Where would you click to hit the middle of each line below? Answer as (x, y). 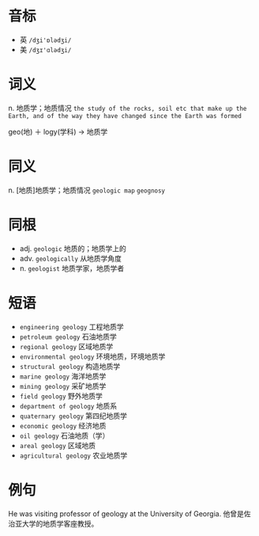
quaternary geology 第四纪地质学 (73, 416)
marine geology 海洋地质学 (63, 376)
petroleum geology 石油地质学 (68, 336)
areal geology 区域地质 (58, 445)
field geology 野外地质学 (61, 396)
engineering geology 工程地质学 (71, 326)
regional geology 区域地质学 (66, 346)
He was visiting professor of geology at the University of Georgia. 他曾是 (126, 513)
